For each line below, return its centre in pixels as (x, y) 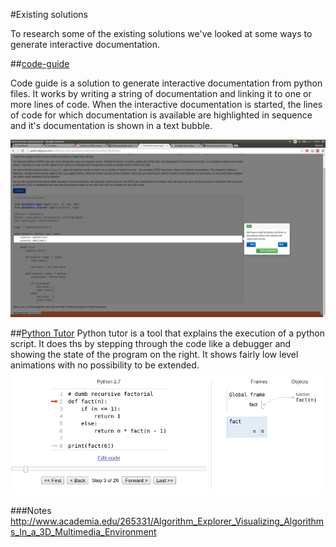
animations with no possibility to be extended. (105, 365)
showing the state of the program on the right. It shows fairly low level (154, 354)
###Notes (31, 511)
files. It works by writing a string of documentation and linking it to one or (161, 93)
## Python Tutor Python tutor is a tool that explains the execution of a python (167, 333)
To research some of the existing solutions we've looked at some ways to (161, 33)
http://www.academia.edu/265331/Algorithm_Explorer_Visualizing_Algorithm (167, 521)
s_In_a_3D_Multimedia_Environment (83, 532)
